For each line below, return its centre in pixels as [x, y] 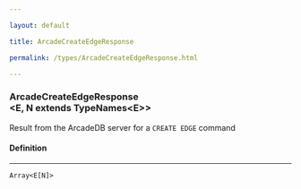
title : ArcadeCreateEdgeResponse [72, 41]
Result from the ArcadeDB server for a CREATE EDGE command [122, 127]
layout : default [39, 25]
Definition [28, 148]
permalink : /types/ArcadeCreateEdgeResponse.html [104, 58]
